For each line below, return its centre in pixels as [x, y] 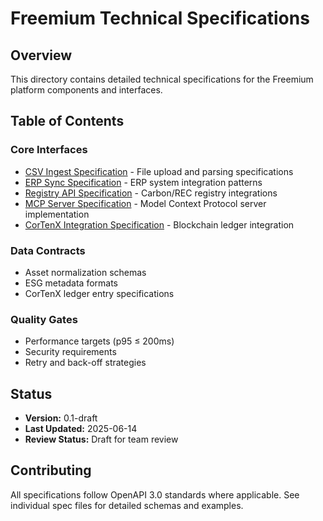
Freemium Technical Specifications [160, 18]
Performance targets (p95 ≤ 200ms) [99, 341]
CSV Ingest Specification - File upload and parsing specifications [159, 171]
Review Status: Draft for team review [101, 439]
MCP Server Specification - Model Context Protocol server [145, 203]
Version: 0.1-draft [61, 418]
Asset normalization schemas [85, 272]
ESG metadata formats [71, 283]
